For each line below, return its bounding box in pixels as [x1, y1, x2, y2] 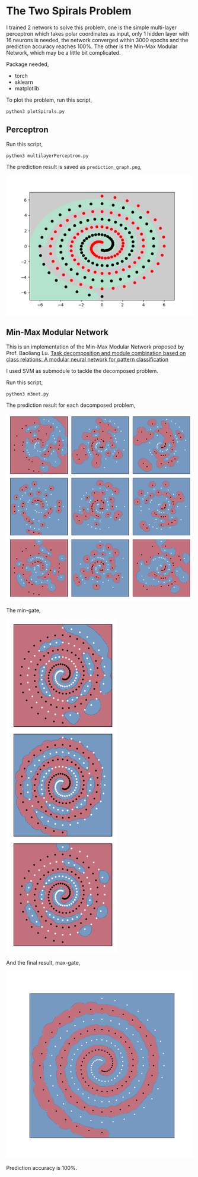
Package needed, [6, 61, 49, 68]
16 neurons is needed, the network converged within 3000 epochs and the [6, 36, 189, 43]
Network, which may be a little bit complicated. [6, 49, 121, 56]
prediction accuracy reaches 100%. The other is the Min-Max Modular [6, 43, 178, 50]
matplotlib [14, 84, 40, 92]
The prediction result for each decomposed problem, [6, 401, 136, 409]
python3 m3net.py [6, 391, 49, 397]
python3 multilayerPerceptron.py [6, 153, 89, 159]
